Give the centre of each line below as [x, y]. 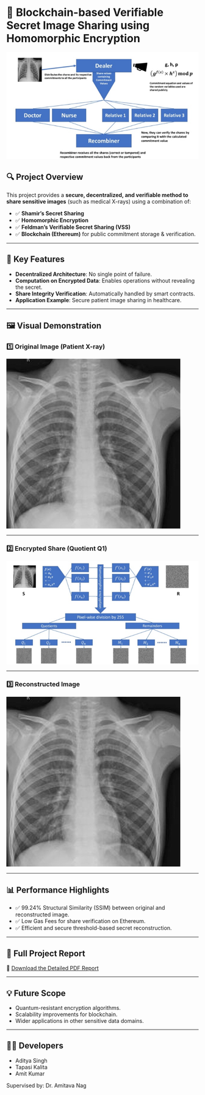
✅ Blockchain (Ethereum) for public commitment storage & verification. [106, 234]
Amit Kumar [30, 1074]
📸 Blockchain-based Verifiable [85, 13]
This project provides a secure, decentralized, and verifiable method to [97, 195]
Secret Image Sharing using [78, 25]
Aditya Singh [31, 1060]
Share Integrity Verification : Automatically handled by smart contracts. [105, 294]
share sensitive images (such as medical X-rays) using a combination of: [99, 201]
